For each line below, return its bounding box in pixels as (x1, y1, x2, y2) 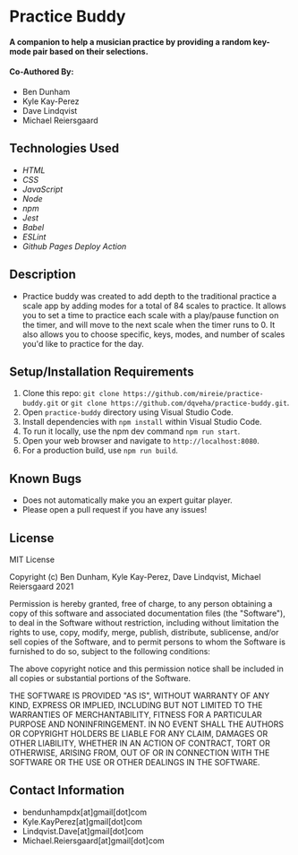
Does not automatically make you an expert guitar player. (21, 495, 233, 505)
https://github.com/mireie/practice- (123, 390, 264, 399)
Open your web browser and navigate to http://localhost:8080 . (21, 436, 260, 446)
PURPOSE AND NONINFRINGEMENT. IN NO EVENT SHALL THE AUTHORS (9, 719, 285, 730)
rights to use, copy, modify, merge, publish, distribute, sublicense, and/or (9, 627, 279, 638)
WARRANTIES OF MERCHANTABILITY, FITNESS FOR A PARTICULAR (9, 710, 262, 721)
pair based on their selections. (32, 46, 149, 56)
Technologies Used (9, 141, 119, 156)
